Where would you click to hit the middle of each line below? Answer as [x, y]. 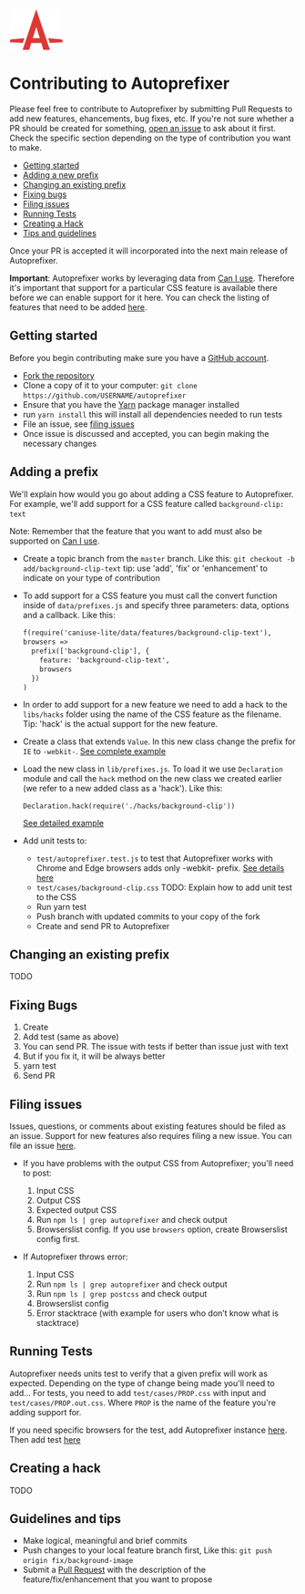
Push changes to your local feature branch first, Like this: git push [147, 1550]
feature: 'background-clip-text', [105, 660]
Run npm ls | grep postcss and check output [122, 1294]
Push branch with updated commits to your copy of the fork [148, 916]
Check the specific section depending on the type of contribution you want [150, 138]
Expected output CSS [76, 1210]
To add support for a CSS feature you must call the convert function [150, 595]
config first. [58, 1239]
